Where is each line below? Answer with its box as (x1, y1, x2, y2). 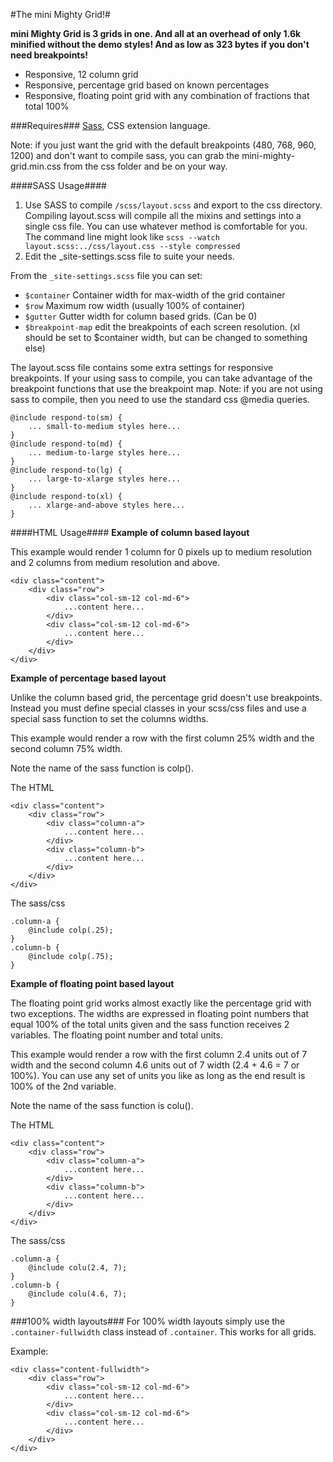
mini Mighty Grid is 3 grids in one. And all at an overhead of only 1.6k (10, 28, 302, 39)
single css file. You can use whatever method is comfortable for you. (24, 220, 308, 232)
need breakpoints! (10, 49, 88, 61)
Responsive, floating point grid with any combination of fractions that (24, 90, 310, 101)
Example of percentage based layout (10, 672, 167, 684)
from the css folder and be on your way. (63, 160, 228, 172)
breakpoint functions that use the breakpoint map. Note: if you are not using (10, 383, 323, 394)
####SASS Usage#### (10, 180, 107, 191)
